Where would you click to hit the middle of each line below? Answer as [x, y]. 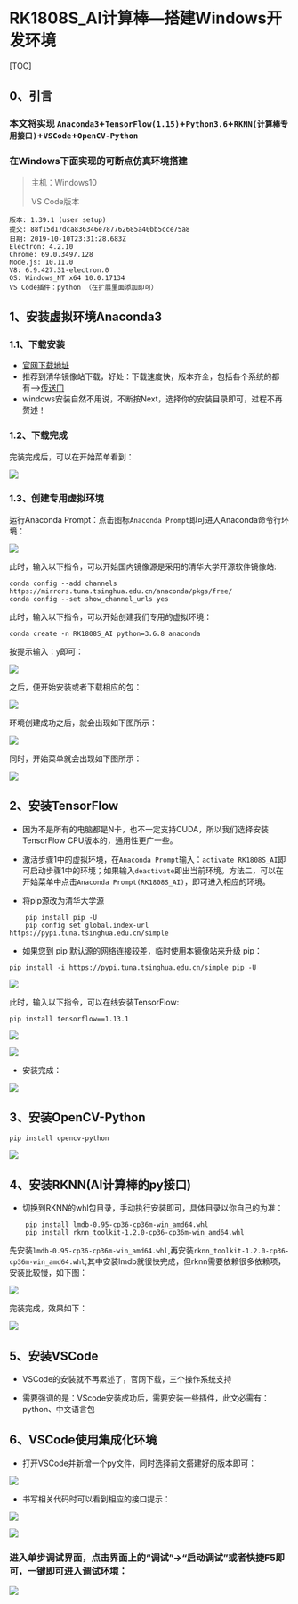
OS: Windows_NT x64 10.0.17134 [67, 277]
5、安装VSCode [54, 1356]
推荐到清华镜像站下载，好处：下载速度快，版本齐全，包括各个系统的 [147, 376]
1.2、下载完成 [39, 435]
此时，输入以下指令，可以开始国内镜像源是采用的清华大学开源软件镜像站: [143, 566]
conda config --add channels [63, 583]
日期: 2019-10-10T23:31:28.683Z [68, 239]
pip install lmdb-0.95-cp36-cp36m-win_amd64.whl [117, 1225]
